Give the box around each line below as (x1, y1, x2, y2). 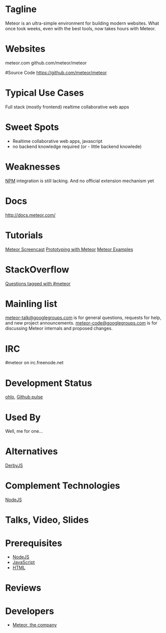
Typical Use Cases (5, 87, 84, 99)
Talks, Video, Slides (5, 514, 89, 526)
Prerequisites (5, 537, 63, 549)
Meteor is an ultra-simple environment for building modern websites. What (5, 20, 159, 26)
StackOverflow (5, 264, 69, 275)
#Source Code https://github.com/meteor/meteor (5, 69, 107, 75)
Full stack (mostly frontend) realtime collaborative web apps (5, 104, 129, 110)
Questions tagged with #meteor (5, 280, 71, 286)
